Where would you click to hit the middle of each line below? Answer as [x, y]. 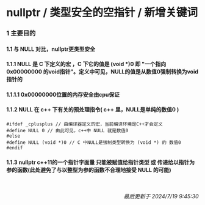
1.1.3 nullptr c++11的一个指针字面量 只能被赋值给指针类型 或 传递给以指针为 [101, 162]
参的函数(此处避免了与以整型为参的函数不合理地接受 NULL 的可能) [89, 170]
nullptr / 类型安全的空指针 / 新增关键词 [102, 13]
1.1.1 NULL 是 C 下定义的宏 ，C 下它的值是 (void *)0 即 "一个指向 [86, 64]
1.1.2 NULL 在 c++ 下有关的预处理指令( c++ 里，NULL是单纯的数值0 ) [93, 110]
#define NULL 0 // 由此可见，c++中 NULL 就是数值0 [67, 131]
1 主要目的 [21, 33]
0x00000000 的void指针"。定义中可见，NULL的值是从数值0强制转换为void [103, 72]
